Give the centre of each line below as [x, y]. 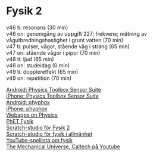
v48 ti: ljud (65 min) [30, 59]
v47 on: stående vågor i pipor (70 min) [53, 52]
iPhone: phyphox [27, 108]
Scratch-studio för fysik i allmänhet [49, 134]
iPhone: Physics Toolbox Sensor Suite [53, 96]
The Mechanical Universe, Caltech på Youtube [63, 146]
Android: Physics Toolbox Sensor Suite [54, 89]
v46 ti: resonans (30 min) [37, 27]
